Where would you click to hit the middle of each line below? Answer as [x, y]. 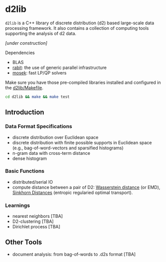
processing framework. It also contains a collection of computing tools [77, 28]
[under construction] [26, 43]
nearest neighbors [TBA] [37, 216]
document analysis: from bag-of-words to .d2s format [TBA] [74, 254]
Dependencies [20, 53]
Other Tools [24, 242]
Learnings [18, 205]
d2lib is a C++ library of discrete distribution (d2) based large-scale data [80, 23]
